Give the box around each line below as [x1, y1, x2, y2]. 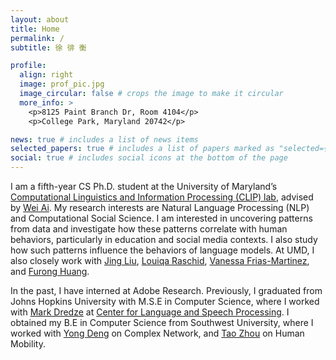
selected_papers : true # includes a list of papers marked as [10, 144, 275, 154]
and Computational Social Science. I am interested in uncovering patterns [10, 212, 313, 224]
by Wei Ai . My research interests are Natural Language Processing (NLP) [10, 202, 310, 213]
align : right [19, 70, 74, 80]
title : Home [10, 24, 60, 34]
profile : [10, 61, 47, 71]
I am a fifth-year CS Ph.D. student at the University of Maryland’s [10, 181, 278, 192]
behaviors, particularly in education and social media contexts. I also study [10, 234, 318, 245]
